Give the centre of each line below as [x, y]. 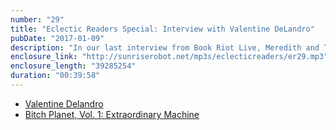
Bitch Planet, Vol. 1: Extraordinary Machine [112, 114]
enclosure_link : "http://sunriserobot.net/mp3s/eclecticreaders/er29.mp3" [169, 57]
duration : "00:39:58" [55, 76]
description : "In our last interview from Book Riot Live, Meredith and [165, 47]
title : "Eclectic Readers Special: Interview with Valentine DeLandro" [162, 29]
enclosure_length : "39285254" [73, 66]
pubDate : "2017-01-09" [57, 38]
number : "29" [37, 19]
